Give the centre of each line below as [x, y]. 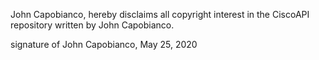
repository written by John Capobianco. [92, 25]
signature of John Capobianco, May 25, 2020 [104, 44]
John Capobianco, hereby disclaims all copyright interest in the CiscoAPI [160, 14]
